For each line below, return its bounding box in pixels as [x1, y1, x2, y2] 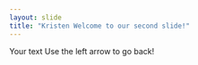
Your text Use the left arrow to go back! [9, 45, 155, 56]
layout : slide [9, 12, 63, 22]
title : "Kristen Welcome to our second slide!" [9, 21, 191, 30]
